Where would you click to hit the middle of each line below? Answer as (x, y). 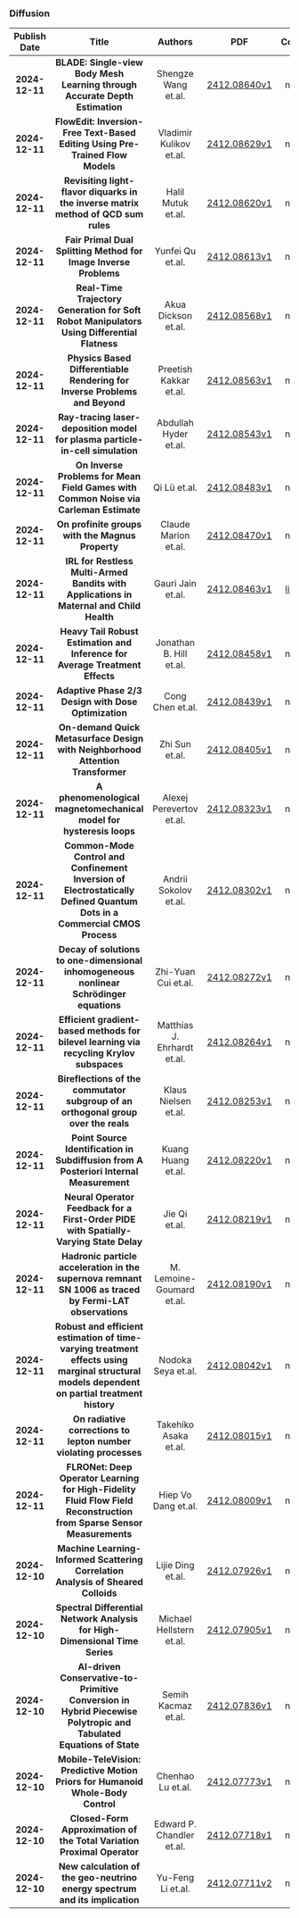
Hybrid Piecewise (99, 1712)
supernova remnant (99, 1279)
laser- (126, 418)
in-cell (76, 451)
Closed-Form (99, 1819)
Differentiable (99, 369)
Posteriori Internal (99, 1172)
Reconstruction (99, 1512)
